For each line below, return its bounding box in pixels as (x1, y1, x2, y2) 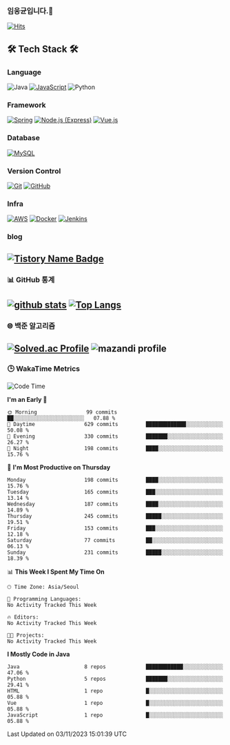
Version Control (7, 166, 61, 175)
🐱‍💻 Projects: (7, 632, 45, 639)
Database (7, 133, 40, 143)
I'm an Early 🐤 (7, 396, 48, 404)
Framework (7, 100, 46, 110)
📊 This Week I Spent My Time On (7, 568, 105, 576)
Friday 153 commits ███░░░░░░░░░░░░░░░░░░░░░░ (7, 525, 224, 532)
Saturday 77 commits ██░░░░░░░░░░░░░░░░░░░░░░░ (7, 537, 224, 544)
